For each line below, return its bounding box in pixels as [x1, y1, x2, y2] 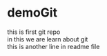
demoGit [7, 5, 57, 21]
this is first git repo [7, 28, 61, 36]
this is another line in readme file [7, 42, 100, 50]
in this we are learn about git [7, 35, 88, 43]
